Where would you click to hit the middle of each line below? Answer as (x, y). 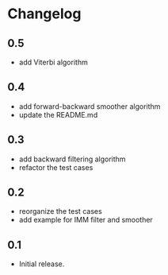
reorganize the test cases (60, 211)
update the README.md (58, 114)
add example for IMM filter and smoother (86, 220)
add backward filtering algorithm (72, 159)
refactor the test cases (56, 167)
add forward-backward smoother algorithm (90, 106)
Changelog (44, 14)
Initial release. (42, 264)
